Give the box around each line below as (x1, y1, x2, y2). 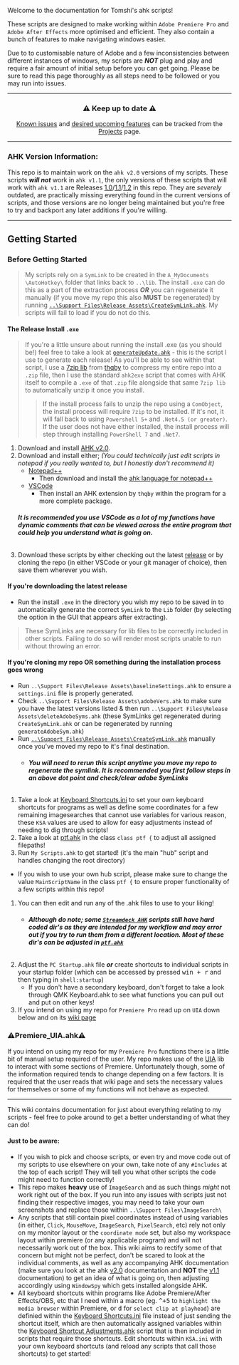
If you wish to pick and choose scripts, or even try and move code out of (17, 1153, 231, 1161)
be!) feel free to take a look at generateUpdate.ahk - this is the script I (24, 348, 227, 357)
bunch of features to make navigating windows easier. (7, 35, 166, 43)
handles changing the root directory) (17, 856, 126, 865)
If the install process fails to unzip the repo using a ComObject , (42, 400, 223, 408)
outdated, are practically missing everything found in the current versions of (7, 190, 230, 199)
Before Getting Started (7, 254, 87, 264)
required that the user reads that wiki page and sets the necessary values (7, 1077, 223, 1086)
